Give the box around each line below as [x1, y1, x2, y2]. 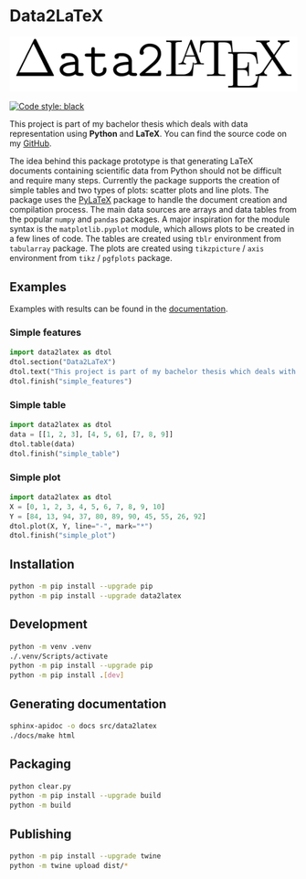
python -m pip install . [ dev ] [9, 671, 125, 680]
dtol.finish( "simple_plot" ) [9, 531, 117, 540]
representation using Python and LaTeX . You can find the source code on [9, 129, 288, 140]
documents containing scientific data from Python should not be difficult [9, 165, 282, 176]
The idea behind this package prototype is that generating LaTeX [9, 156, 254, 167]
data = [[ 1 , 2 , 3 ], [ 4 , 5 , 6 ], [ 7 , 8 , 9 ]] [9, 430, 174, 439]
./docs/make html [9, 731, 76, 740]
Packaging [9, 757, 71, 772]
